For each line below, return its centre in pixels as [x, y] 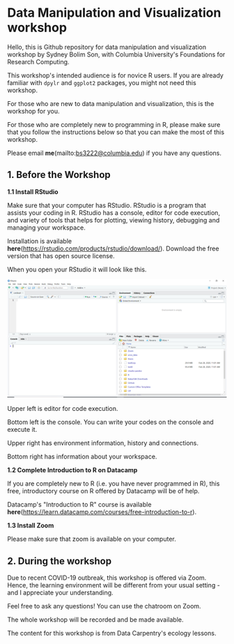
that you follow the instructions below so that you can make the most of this [116, 132]
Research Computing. [38, 61]
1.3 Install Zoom [31, 525]
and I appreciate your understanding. [60, 593]
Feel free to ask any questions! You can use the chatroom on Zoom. [104, 606]
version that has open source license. [61, 255]
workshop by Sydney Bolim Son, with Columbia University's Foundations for [116, 54]
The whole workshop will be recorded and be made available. [95, 620]
